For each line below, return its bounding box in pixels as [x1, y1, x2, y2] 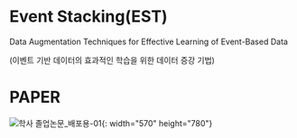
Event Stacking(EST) [9, 6, 169, 27]
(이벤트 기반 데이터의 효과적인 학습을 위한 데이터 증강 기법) [9, 54, 215, 65]
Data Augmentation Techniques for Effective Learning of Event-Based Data [9, 36, 289, 47]
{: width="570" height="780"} [101, 117, 213, 128]
